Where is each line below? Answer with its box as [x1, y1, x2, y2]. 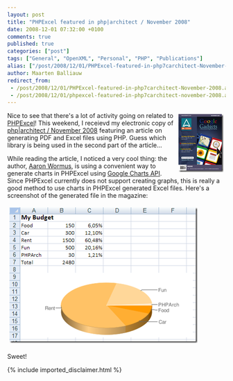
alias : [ [7, 62, 33, 69]
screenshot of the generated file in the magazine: [7, 192, 148, 200]
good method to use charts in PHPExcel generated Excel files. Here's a [7, 184, 210, 192]
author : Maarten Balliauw [7, 69, 82, 76]
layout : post [7, 11, 45, 18]
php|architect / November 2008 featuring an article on [7, 126, 163, 135]
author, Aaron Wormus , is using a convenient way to [7, 162, 156, 170]
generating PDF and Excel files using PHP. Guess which [7, 134, 166, 142]
